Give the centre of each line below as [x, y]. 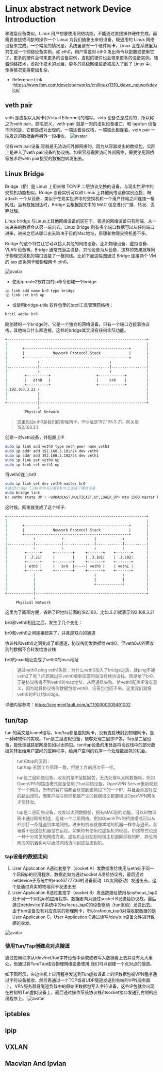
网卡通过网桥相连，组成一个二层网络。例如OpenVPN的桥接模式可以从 [86, 818]
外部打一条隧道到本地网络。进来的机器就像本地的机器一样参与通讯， [85, 825]
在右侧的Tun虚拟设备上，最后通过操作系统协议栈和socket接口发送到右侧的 [79, 992]
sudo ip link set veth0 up [32, 460]
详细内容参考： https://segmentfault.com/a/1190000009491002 [68, 705]
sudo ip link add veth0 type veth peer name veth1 [57, 447]
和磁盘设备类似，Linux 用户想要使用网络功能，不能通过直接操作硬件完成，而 [81, 33]
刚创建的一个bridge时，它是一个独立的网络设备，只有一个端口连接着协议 [77, 324]
